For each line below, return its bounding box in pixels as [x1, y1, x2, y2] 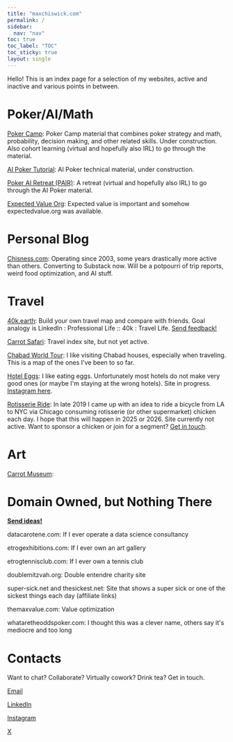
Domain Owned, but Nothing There [7, 494, 212, 510]
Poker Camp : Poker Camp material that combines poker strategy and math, [7, 129, 223, 138]
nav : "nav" [13, 29, 45, 37]
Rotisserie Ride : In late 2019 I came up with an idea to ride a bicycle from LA [7, 400, 225, 408]
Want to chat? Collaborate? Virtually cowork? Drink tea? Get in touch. [7, 673, 205, 682]
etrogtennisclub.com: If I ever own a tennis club [7, 558, 144, 566]
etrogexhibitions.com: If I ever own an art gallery [7, 544, 146, 552]
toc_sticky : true [7, 49, 58, 56]
